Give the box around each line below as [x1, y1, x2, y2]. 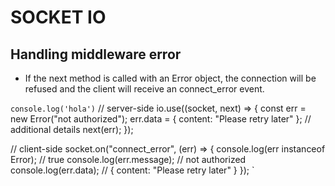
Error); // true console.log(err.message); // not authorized [10, 154, 247, 165]
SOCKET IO [10, 6, 107, 29]
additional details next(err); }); [10, 124, 134, 135]
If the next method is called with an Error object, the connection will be [24, 72, 317, 84]
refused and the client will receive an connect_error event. [24, 83, 265, 95]
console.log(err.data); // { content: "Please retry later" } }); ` [10, 164, 255, 176]
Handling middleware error [10, 46, 182, 63]
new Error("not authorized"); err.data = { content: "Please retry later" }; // [10, 113, 312, 125]
